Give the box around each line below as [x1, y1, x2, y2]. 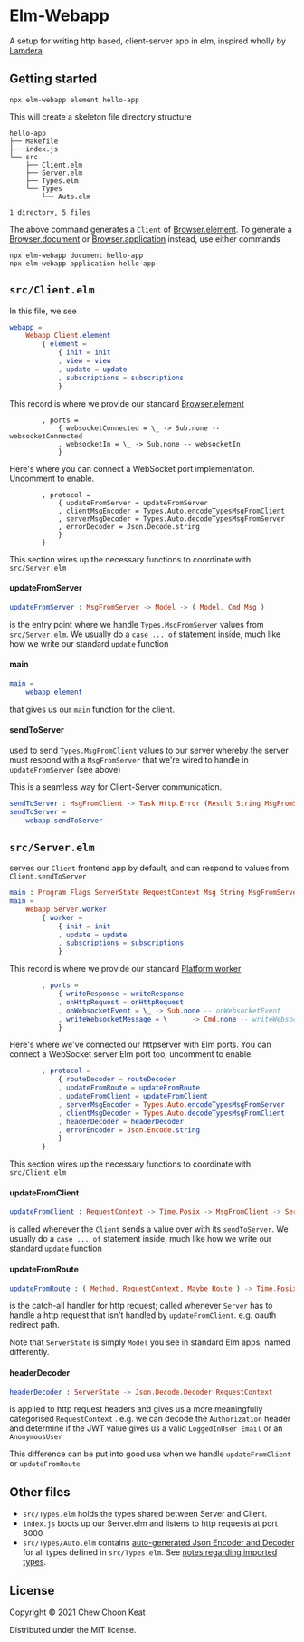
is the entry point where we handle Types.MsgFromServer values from [9, 619, 264, 629]
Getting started [9, 72, 98, 87]
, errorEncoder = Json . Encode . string [57, 1125, 201, 1135]
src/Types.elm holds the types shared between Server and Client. [22, 1509, 268, 1520]
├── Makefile [9, 137, 59, 146]
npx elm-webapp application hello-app [9, 259, 156, 268]
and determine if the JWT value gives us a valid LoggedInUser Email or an [9, 1423, 283, 1434]
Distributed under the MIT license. [9, 1625, 137, 1636]
